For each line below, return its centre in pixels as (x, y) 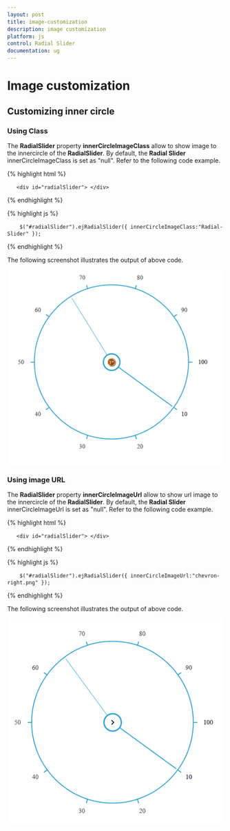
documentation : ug (33, 51)
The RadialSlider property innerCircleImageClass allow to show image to (112, 145)
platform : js (26, 37)
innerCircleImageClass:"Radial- (177, 227)
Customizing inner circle (61, 111)
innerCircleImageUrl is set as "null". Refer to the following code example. (110, 509)
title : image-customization (48, 22)
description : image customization (57, 29)
